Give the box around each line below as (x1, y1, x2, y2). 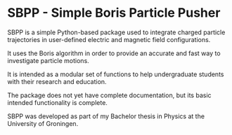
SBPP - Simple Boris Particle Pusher (7, 5, 221, 21)
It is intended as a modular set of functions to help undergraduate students (7, 70, 224, 78)
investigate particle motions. (7, 56, 89, 64)
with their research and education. (7, 77, 107, 85)
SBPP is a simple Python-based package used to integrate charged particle (7, 28, 226, 36)
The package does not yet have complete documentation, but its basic (7, 91, 212, 99)
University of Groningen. (7, 119, 79, 127)
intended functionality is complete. (7, 98, 108, 106)
